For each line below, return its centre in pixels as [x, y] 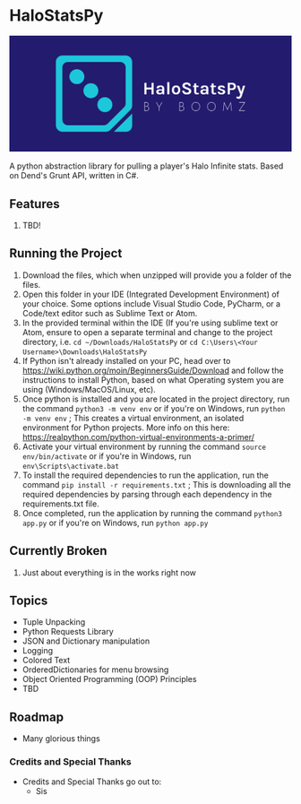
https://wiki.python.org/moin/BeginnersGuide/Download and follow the [153, 370]
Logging [38, 651]
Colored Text [46, 661]
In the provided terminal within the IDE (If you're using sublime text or [150, 323]
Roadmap [37, 717]
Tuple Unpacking [54, 622]
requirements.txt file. [61, 504]
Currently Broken [58, 551]
